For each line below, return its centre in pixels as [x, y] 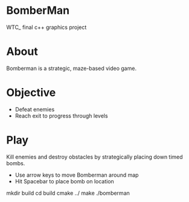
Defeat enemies [35, 109]
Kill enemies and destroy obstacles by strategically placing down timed [94, 157]
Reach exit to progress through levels [61, 116]
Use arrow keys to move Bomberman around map [77, 175]
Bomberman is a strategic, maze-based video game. [72, 68]
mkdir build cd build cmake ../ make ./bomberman [68, 193]
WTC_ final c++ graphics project [46, 27]
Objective [31, 93]
